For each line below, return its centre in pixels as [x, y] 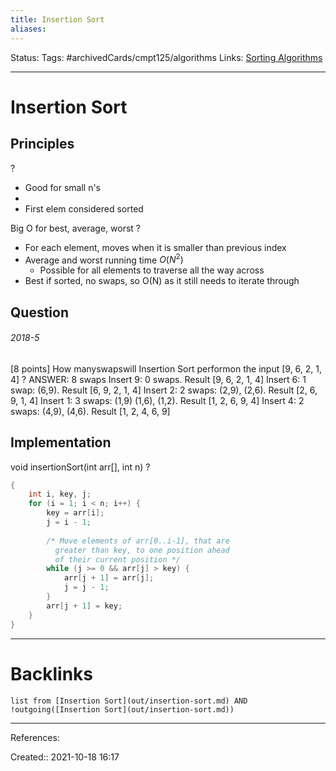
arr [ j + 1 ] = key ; [84, 606]
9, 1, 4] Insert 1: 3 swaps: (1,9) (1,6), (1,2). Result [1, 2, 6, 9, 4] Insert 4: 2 [157, 400]
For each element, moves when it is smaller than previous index [155, 247]
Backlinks [52, 673]
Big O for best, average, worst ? [75, 228]
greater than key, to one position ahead [142, 550]
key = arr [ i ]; [75, 513]
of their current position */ [118, 559]
